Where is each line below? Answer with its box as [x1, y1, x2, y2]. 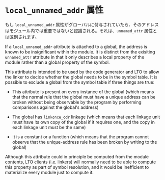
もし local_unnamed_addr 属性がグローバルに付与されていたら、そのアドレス [5, 22, 159, 27]
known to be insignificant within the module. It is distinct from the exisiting [5, 49, 156, 54]
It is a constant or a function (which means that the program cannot [12, 133, 149, 140]
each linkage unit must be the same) [12, 124, 86, 130]
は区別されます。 [5, 34, 39, 40]
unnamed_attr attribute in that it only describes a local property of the [5, 54, 145, 60]
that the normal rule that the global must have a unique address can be [12, 94, 156, 100]
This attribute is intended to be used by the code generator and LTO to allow [5, 69, 160, 75]
